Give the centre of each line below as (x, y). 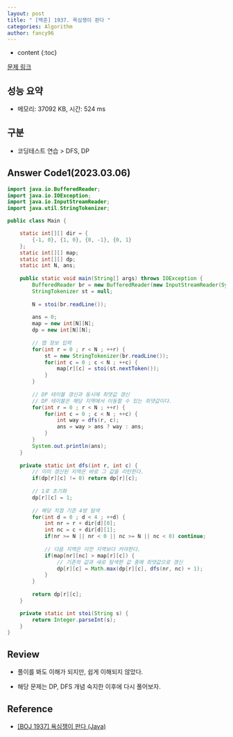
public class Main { (37, 221)
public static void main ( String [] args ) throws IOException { (111, 279)
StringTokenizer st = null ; (72, 291)
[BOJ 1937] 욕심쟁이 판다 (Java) (61, 726)
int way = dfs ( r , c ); (88, 420)
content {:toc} (37, 53)
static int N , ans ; (48, 266)
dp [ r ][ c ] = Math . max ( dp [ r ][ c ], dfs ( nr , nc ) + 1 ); (130, 569)
